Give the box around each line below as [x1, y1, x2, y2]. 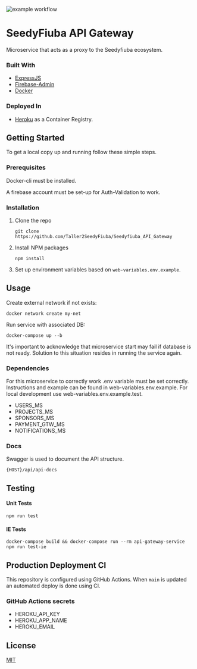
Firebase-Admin [14, 81, 55, 88]
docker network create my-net [6, 310, 82, 317]
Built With [6, 61, 36, 69]
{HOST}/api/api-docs [6, 467, 58, 473]
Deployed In [6, 102, 42, 110]
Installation [6, 203, 40, 211]
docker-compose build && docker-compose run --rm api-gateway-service [6, 539, 185, 545]
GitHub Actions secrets [6, 597, 76, 605]
